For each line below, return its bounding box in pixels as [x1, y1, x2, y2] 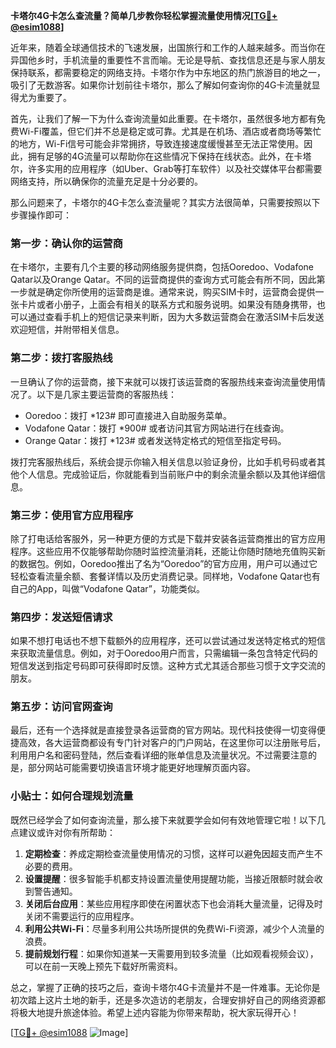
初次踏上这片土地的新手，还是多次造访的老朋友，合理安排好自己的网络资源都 [10, 994, 326, 1006]
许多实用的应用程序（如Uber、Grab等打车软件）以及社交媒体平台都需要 [27, 163, 323, 174]
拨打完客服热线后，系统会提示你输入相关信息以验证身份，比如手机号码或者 [10, 455, 317, 468]
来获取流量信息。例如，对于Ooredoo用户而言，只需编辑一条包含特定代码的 [10, 647, 318, 659]
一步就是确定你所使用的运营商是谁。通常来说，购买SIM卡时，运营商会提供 [10, 286, 316, 298]
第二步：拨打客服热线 [10, 351, 113, 365]
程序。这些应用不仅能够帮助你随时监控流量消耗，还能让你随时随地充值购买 [10, 545, 317, 557]
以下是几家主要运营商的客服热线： [36, 388, 177, 400]
